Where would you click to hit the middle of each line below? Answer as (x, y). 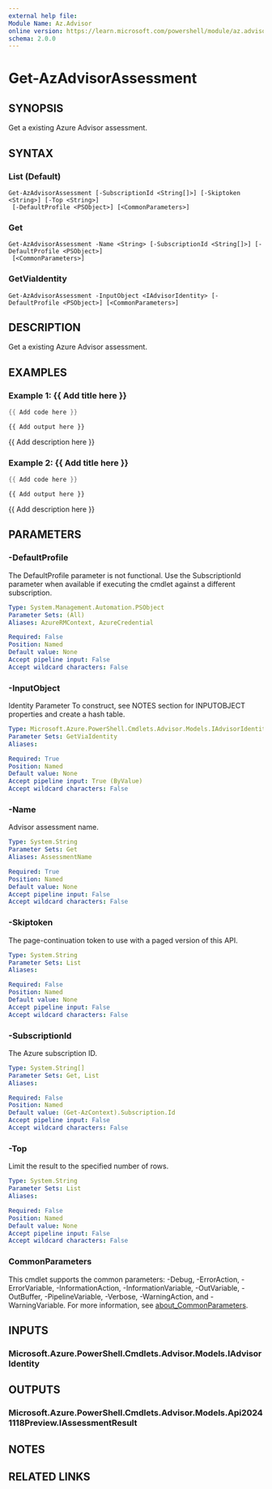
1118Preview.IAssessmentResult (73, 1423)
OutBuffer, (25, 1296)
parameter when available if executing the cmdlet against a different (122, 584)
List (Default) (35, 177)
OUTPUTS (34, 1390)
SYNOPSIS (36, 108)
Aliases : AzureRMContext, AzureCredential (81, 623)
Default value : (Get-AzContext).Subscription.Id (92, 1113)
